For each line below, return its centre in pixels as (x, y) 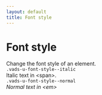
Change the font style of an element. (51, 64)
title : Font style (29, 17)
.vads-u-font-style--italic (41, 70)
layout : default (26, 12)
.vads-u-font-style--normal (41, 81)
